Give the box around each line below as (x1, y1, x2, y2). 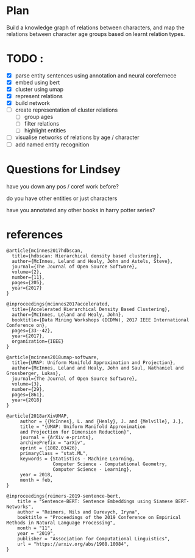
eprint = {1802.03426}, (19, 445, 80, 451)
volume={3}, (12, 381, 43, 387)
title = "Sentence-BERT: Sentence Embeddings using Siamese (17, 498, 173, 505)
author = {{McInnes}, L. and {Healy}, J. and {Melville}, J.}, (19, 418, 184, 424)
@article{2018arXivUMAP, (6, 413, 69, 420)
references (6, 227, 63, 241)
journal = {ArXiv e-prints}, (19, 434, 94, 441)
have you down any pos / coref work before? (6, 182, 119, 190)
